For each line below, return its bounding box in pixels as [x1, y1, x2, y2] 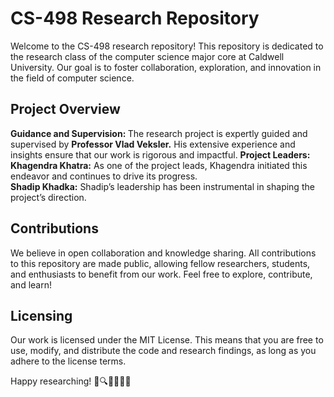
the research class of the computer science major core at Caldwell [10, 50, 285, 62]
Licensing [10, 307, 73, 324]
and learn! [10, 278, 52, 291]
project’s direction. [10, 191, 87, 203]
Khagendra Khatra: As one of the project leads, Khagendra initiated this [10, 159, 308, 171]
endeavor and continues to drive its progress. [10, 170, 198, 182]
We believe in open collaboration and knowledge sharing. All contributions [10, 247, 317, 259]
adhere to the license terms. [10, 355, 127, 367]
